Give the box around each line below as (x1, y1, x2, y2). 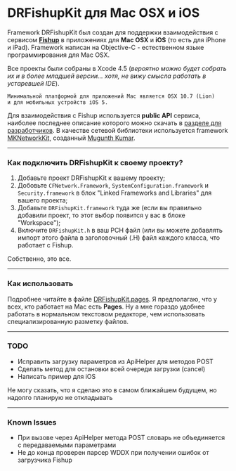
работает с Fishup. (17, 241, 74, 250)
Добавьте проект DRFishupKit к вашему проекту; (17, 174, 166, 182)
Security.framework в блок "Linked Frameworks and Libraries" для (17, 188, 212, 198)
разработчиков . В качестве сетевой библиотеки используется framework (7, 126, 228, 134)
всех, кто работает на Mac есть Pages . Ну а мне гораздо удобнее (7, 302, 205, 311)
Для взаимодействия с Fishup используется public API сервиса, (7, 111, 201, 120)
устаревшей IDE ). (7, 79, 60, 87)
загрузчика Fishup (17, 456, 72, 465)
